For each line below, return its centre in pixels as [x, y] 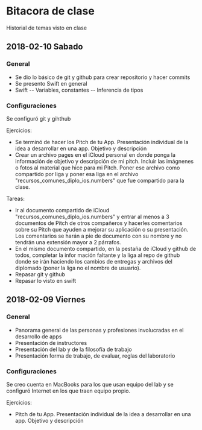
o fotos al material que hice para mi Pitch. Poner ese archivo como [97, 168]
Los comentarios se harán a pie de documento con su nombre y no [98, 236]
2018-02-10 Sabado [45, 47]
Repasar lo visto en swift [46, 280]
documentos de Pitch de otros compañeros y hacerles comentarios [99, 223]
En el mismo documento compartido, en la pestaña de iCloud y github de [106, 248]
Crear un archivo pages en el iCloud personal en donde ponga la [95, 154]
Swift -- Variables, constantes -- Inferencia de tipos [79, 90]
